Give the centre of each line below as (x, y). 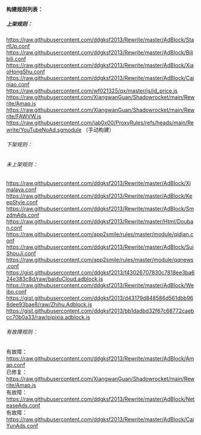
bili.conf (16, 59)
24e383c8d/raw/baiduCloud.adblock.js (55, 279)
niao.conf (18, 84)
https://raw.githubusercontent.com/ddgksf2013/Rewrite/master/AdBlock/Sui (100, 247)
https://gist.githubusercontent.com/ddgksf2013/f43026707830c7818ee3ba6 (100, 273)
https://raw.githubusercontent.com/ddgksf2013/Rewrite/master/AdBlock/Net (100, 399)
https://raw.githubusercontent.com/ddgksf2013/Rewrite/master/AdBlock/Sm (100, 209)
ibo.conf (16, 292)
